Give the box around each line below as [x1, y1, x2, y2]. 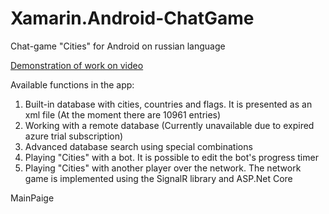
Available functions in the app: [10, 78, 135, 91]
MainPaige [10, 192, 55, 204]
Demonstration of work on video [10, 59, 144, 71]
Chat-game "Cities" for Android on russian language [10, 40, 226, 52]
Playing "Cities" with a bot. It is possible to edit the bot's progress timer [24, 151, 319, 163]
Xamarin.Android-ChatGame [10, 7, 255, 30]
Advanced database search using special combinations [24, 140, 253, 152]
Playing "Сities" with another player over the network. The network [24, 162, 302, 174]
